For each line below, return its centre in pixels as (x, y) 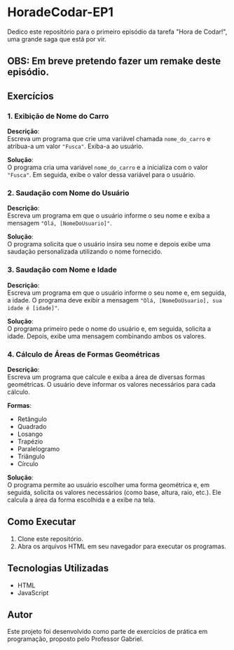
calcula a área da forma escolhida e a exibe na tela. (81, 500)
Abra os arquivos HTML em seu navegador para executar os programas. (122, 546)
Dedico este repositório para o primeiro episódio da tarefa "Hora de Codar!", (117, 32)
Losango (30, 434)
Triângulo (31, 456)
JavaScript (33, 592)
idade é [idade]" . (33, 307)
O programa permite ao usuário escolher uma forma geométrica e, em (109, 484)
